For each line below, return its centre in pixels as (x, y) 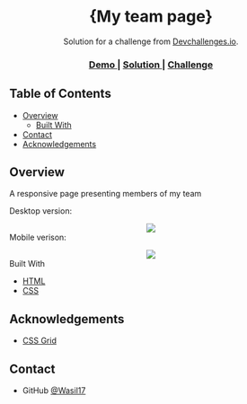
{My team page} (151, 17)
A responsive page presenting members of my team (106, 194)
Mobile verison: (38, 237)
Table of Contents (61, 94)
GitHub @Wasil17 (54, 391)
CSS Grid (39, 341)
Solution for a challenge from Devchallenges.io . (151, 41)
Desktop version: (41, 211)
